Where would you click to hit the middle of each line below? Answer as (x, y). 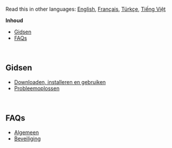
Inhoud (14, 20)
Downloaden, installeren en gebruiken (60, 82)
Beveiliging (27, 139)
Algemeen (26, 132)
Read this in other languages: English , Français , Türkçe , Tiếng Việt (86, 9)
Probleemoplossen (37, 88)
